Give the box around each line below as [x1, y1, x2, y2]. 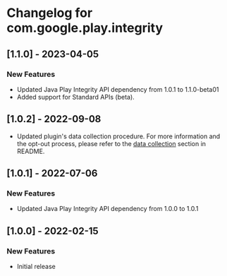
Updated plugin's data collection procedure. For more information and [16, 132, 221, 140]
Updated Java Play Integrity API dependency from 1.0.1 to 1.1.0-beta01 [16, 85, 219, 93]
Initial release [16, 263, 56, 271]
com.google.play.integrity [6, 20, 164, 36]
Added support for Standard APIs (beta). [16, 92, 135, 101]
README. [16, 147, 45, 155]
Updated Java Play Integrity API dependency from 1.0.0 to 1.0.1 [16, 205, 199, 213]
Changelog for [6, 5, 93, 21]
